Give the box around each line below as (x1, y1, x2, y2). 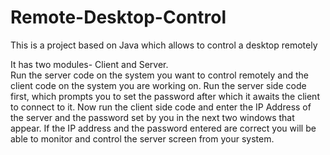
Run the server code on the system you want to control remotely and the (10, 69, 310, 81)
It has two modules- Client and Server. (10, 58, 169, 70)
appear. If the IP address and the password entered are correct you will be (10, 122, 317, 134)
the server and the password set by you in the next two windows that (10, 111, 295, 123)
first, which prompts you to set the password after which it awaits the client (10, 90, 320, 102)
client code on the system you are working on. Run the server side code (10, 79, 307, 91)
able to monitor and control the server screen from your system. (10, 132, 275, 145)
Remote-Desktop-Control (10, 6, 227, 29)
